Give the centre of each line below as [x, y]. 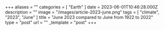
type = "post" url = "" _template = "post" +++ [51, 22]
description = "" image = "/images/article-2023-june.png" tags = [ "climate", [82, 12]
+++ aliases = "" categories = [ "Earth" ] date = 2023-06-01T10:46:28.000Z [82, 7]
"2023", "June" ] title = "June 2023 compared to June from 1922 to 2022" [79, 17]
